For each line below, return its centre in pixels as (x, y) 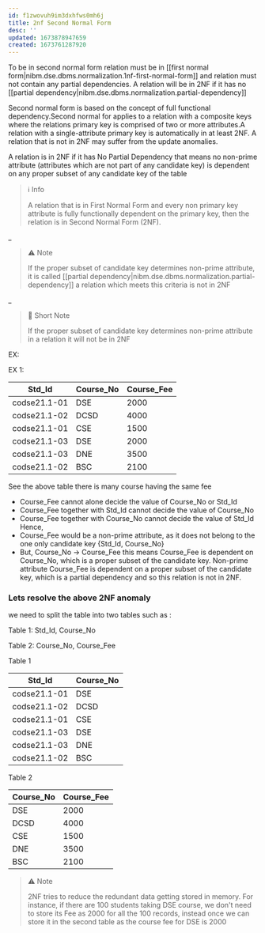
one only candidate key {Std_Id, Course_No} (92, 544)
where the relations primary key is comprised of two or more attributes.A (127, 125)
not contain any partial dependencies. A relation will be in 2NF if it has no (127, 85)
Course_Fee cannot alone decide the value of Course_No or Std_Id (128, 502)
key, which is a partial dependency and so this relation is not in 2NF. (131, 577)
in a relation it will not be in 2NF (79, 339)
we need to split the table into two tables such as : (90, 615)
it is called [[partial (58, 277)
